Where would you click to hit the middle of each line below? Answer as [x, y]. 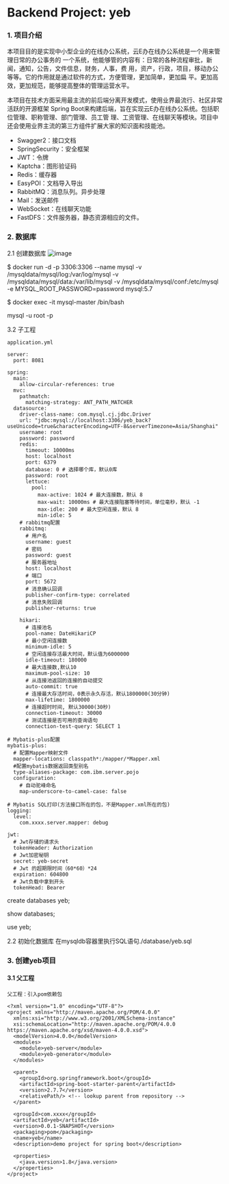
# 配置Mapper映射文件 [41, 753]
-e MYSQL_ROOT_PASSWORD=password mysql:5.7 [80, 288]
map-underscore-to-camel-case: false [73, 791]
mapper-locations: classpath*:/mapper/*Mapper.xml [87, 759]
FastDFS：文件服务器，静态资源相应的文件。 [80, 218]
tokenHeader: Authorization [53, 848]
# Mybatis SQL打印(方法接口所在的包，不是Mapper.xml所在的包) [89, 805]
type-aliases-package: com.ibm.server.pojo [76, 772]
